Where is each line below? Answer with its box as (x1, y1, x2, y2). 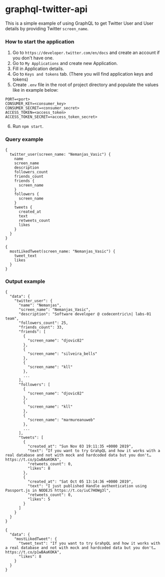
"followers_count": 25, (18, 320, 69, 326)
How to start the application (5, 38, 74, 45)
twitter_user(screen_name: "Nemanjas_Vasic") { (10, 152, 111, 157)
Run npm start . (12, 123, 44, 130)
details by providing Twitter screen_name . (5, 25, 89, 31)
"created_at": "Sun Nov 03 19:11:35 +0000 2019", (27, 443, 134, 449)
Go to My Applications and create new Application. (12, 60, 118, 67)
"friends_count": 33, (18, 325, 64, 330)
